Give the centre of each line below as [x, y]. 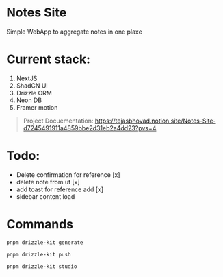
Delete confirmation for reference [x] [68, 174]
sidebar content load [45, 196]
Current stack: [48, 59]
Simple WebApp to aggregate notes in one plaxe [75, 32]
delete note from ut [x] [48, 182]
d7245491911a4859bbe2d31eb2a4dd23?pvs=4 [90, 128]
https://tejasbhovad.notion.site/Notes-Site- [155, 121]
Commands [40, 224]
